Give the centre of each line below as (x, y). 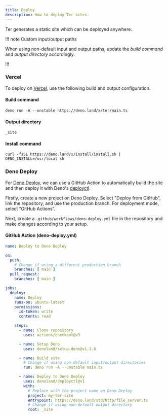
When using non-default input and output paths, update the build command (84, 49)
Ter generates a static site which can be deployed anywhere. (69, 29)
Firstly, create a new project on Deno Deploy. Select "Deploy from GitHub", (83, 198)
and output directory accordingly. (40, 54)
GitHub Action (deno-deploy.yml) (41, 235)
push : (16, 260)
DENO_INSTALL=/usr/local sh (35, 159)
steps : (21, 326)
